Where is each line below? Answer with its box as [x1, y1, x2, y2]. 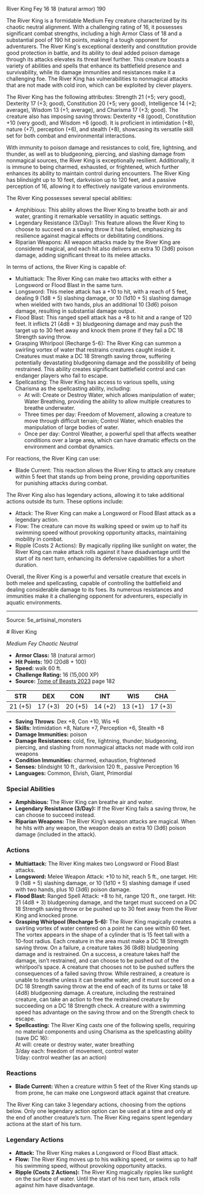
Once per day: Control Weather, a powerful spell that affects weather [24, 430, 197, 437]
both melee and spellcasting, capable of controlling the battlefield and [6, 580, 182, 586]
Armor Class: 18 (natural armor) [15, 652, 96, 659]
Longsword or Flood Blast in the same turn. [15, 282, 123, 288]
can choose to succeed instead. [15, 811, 96, 819]
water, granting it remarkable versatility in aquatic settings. [15, 213, 162, 220]
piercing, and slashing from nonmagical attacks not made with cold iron [15, 744, 194, 750]
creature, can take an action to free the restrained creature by [15, 996, 170, 1003]
